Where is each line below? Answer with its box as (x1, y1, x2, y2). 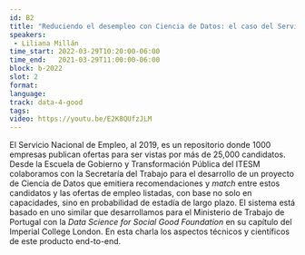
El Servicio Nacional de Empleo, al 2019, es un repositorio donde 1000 (9, 140, 271, 151)
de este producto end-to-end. (9, 236, 122, 247)
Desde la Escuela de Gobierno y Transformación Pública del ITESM (9, 159, 261, 170)
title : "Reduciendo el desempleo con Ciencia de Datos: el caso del (9, 22, 274, 31)
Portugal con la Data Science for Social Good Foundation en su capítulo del (9, 217, 292, 228)
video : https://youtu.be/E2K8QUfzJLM (9, 114, 152, 123)
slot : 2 (9, 73, 39, 82)
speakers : (9, 30, 47, 39)
